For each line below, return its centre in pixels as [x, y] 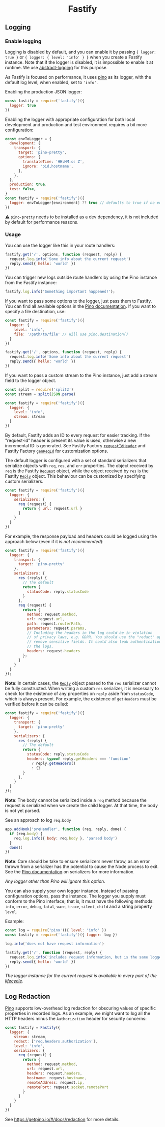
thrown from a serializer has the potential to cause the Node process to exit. [82, 867]
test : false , [23, 189]
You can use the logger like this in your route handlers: [60, 245]
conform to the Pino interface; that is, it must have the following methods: [79, 901]
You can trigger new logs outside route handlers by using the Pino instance [81, 277]
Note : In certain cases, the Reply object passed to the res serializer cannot [81, 683]
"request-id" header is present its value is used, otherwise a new [71, 440]
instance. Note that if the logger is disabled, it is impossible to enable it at [79, 62]
